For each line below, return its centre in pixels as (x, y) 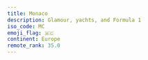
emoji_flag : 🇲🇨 (31, 33)
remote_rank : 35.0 (34, 46)
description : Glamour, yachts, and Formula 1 (74, 20)
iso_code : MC (26, 26)
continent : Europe (34, 39)
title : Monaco (28, 13)
